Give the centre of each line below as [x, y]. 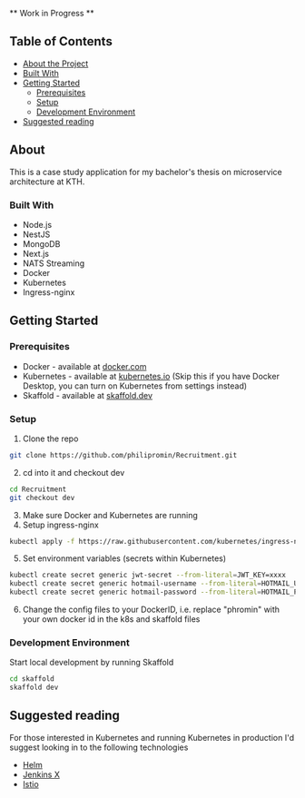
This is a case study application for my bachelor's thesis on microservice [146, 172]
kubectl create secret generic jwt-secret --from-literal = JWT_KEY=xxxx [148, 576]
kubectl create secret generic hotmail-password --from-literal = [135, 592]
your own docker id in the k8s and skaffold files [111, 619]
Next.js [36, 253]
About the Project [55, 64]
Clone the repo [50, 438]
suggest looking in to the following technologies [99, 747]
